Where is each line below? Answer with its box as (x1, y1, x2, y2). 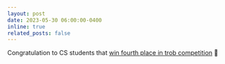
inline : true (7, 23, 46, 30)
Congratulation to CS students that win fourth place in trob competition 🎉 (7, 49, 219, 57)
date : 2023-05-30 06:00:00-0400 (7, 17, 102, 24)
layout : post (7, 10, 46, 17)
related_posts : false (7, 29, 71, 37)
